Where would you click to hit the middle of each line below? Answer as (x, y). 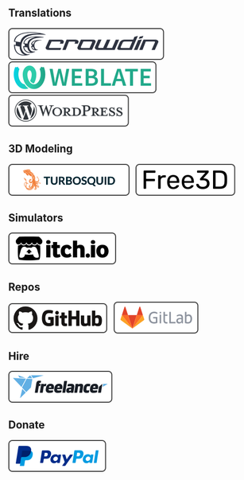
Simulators (36, 218)
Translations (40, 13)
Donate (27, 425)
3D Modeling (41, 149)
